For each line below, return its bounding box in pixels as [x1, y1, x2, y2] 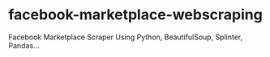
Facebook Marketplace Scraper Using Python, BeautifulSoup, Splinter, [8, 32, 243, 42]
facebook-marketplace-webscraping [8, 6, 264, 24]
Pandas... [8, 40, 40, 50]
